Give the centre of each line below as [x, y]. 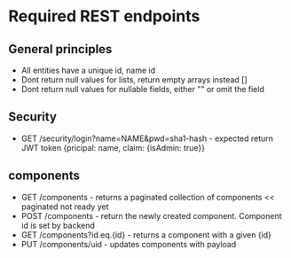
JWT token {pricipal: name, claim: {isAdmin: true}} [113, 147]
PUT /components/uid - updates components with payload [129, 244]
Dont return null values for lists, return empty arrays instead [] [134, 80]
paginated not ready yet [65, 207]
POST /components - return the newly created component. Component [151, 215]
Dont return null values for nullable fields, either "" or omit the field [143, 89]
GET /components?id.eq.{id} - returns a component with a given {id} [146, 235]
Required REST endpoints [104, 16]
